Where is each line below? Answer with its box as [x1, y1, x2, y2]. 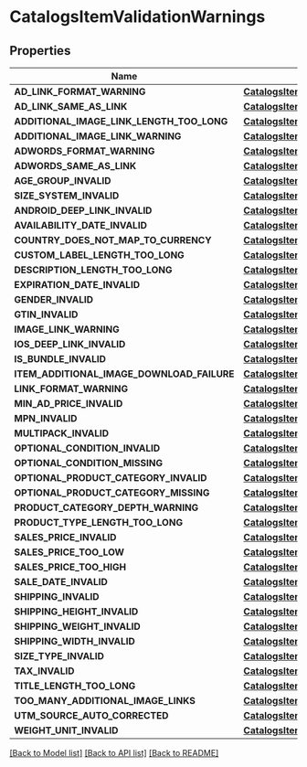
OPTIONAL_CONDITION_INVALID [14, 442, 161, 454]
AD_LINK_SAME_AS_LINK [14, 101, 128, 112]
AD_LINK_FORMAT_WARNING [14, 85, 146, 98]
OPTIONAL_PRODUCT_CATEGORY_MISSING [14, 486, 210, 499]
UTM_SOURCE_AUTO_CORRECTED [14, 709, 169, 721]
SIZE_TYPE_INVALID [14, 650, 105, 662]
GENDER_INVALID [14, 293, 94, 305]
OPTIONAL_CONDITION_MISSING [14, 457, 163, 469]
